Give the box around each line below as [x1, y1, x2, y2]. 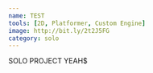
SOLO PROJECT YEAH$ [8, 56, 89, 66]
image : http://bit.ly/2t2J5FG [8, 26, 110, 34]
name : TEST [8, 11, 45, 20]
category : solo [8, 34, 60, 43]
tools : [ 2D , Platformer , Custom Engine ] [8, 19, 147, 27]
